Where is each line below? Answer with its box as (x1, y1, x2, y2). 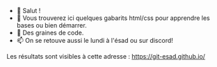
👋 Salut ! (16, 7, 41, 15)
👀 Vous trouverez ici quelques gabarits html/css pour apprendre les (16, 14, 210, 22)
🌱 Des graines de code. (16, 28, 84, 37)
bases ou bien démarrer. (16, 21, 88, 29)
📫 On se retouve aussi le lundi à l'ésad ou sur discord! (16, 37, 173, 44)
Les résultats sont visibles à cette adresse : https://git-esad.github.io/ (6, 52, 206, 60)
